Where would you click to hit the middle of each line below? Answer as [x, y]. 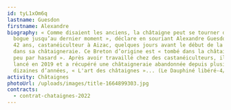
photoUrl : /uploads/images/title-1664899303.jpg [78, 83]
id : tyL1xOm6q [27, 13]
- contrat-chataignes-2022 [52, 96]
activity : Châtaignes [38, 77]
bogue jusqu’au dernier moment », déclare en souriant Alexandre [109, 39]
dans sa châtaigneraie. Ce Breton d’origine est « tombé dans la [109, 52]
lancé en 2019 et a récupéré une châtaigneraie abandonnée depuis [110, 64]
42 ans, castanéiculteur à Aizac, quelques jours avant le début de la [118, 45]
